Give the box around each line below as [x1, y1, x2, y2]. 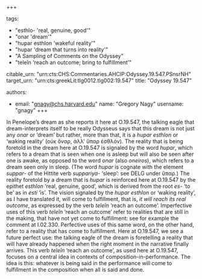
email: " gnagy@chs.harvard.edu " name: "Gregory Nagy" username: [14, 100, 184, 107]
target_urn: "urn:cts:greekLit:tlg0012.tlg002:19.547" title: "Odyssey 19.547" [6, 77, 192, 84]
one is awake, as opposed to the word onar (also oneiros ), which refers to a [6, 157, 194, 164]
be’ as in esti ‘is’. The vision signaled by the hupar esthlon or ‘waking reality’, [6, 189, 196, 196]
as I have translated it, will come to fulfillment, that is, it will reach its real [6, 196, 186, 202]
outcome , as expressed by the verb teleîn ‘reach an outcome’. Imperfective [6, 202, 192, 209]
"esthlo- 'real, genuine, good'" [14, 27, 91, 34]
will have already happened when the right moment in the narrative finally [6, 240, 189, 248]
